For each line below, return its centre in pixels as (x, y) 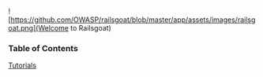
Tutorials (23, 65)
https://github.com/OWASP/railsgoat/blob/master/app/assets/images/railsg (133, 20)
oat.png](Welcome (39, 28)
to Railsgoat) (91, 28)
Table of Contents (43, 48)
